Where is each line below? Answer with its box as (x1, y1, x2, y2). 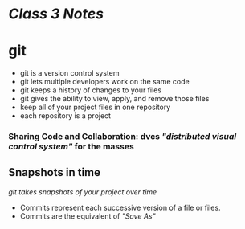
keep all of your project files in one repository (19, 102, 171, 112)
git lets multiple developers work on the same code (19, 77, 190, 87)
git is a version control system (19, 68, 120, 78)
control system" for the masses (8, 141, 134, 153)
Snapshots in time (8, 166, 101, 179)
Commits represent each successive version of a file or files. (19, 202, 221, 212)
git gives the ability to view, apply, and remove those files (19, 94, 210, 104)
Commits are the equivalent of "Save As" (19, 211, 157, 221)
